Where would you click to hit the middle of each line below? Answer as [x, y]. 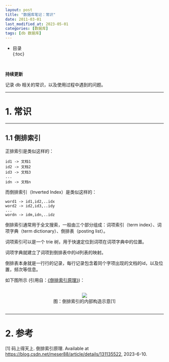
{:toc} [18, 54]
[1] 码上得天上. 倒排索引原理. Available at [47, 348]
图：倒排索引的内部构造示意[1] [84, 301]
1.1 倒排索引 [23, 138]
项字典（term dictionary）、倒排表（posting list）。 [57, 231]
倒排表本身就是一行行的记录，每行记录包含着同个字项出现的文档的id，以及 [82, 263]
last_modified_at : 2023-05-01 [37, 24]
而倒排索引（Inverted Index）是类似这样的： [51, 192]
